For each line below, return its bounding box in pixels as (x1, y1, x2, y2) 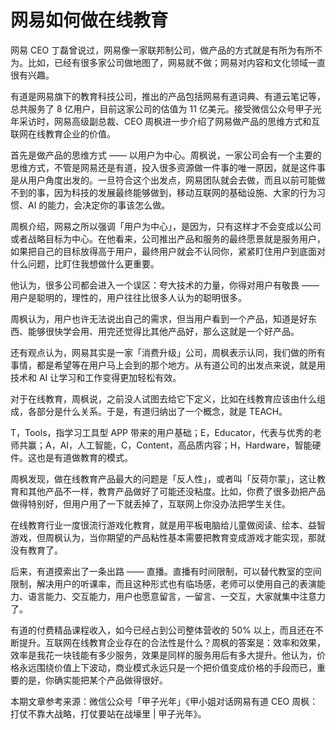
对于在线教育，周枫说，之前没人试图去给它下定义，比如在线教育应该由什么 (10, 392, 317, 405)
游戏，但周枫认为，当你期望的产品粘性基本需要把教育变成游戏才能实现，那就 (10, 531, 326, 543)
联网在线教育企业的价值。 (10, 127, 116, 140)
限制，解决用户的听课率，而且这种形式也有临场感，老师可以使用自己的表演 (10, 577, 317, 590)
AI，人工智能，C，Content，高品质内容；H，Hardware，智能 (59, 439, 313, 451)
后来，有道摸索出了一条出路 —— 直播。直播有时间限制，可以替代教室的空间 (10, 565, 322, 577)
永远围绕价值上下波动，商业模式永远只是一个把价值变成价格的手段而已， (18, 661, 317, 673)
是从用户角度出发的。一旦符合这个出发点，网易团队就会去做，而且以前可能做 (10, 174, 326, 186)
